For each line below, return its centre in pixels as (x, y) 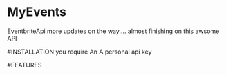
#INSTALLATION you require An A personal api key (79, 52)
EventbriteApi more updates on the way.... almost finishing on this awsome (113, 31)
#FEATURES (25, 65)
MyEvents (37, 12)
